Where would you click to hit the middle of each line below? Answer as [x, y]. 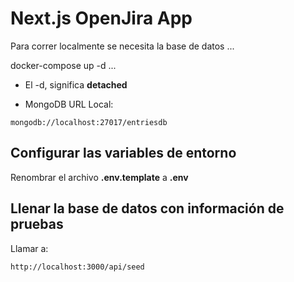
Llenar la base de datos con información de [147, 208]
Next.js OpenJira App [101, 18]
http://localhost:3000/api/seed [77, 267]
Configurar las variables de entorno [123, 153]
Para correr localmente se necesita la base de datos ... [122, 46]
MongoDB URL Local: [69, 104]
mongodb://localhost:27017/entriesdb [89, 122]
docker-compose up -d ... [63, 65]
